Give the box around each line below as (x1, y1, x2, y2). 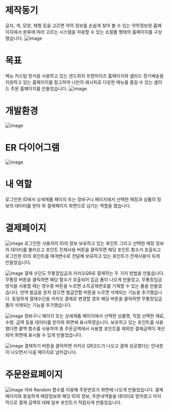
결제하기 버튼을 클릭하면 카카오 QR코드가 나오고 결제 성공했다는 (24, 342, 150, 349)
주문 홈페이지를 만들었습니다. (10, 85, 68, 92)
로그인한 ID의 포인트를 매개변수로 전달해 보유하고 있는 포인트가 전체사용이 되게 (5, 253, 160, 259)
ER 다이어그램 (5, 142, 60, 153)
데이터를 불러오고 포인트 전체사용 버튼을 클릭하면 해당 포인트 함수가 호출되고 (10, 247, 161, 253)
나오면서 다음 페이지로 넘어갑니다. (10, 349, 77, 355)
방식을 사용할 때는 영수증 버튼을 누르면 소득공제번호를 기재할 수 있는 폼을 (5, 283, 149, 289)
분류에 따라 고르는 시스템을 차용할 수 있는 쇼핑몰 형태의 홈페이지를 (22, 29, 153, 35)
